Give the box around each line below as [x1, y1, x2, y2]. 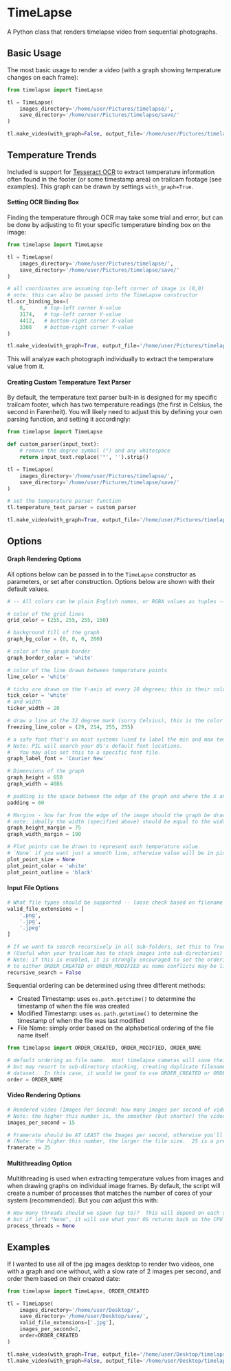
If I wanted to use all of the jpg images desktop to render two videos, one [7, 1260, 214, 1268]
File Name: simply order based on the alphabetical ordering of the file [16, 1024, 214, 1033]
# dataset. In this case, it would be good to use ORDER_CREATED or [7, 1070, 211, 1077]
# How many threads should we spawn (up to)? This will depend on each [7, 1209, 220, 1217]
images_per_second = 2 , [19, 1326, 81, 1332]
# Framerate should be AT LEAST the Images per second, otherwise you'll [7, 1132, 223, 1138]
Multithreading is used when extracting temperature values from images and [7, 1174, 224, 1183]
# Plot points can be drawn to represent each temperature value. [7, 843, 201, 850]
